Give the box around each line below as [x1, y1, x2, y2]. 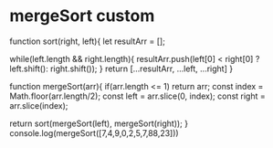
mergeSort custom [9, 5, 155, 26]
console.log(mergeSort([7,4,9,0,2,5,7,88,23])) [9, 127, 180, 138]
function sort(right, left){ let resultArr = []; [9, 36, 166, 47]
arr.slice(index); [9, 100, 68, 111]
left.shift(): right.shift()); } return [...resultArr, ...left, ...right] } [9, 63, 234, 74]
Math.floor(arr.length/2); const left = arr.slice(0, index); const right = [9, 90, 267, 101]
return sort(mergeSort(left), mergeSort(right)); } [9, 118, 189, 129]
